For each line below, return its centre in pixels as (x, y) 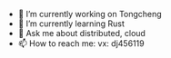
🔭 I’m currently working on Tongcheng (90, 14)
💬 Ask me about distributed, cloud (81, 33)
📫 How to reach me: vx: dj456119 (81, 43)
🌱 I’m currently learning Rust (71, 24)
